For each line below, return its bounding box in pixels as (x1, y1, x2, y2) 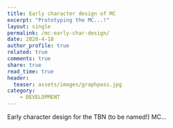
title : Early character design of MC (7, 10, 116, 17)
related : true (7, 49, 48, 56)
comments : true (7, 55, 51, 62)
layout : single (7, 23, 51, 30)
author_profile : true (7, 42, 70, 49)
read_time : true (7, 68, 54, 75)
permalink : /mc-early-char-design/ (7, 29, 110, 37)
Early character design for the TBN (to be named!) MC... (7, 113, 167, 121)
